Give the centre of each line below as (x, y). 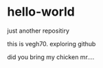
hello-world (41, 12)
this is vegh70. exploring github (51, 44)
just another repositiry (38, 31)
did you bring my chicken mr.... (51, 57)
